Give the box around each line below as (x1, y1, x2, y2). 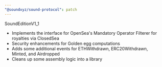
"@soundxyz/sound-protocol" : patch (4, 7, 77, 12)
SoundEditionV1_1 (4, 21, 40, 26)
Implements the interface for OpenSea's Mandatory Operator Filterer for (11, 30, 157, 36)
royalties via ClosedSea (11, 35, 60, 41)
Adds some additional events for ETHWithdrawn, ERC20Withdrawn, (11, 45, 148, 51)
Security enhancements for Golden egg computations (11, 40, 120, 46)
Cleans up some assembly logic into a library (11, 56, 102, 62)
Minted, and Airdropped (11, 51, 60, 57)
